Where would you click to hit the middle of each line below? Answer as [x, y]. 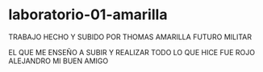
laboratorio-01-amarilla [88, 15]
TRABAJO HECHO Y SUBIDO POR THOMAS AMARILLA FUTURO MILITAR [130, 37]
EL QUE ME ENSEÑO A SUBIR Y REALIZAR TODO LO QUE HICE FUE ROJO [132, 52]
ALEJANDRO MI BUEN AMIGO [58, 61]
